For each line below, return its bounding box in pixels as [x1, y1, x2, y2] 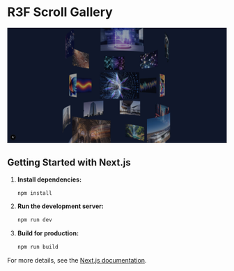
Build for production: [17, 229, 79, 237]
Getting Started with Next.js [7, 156, 131, 168]
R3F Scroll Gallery [7, 4, 113, 20]
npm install [17, 189, 52, 196]
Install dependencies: [17, 175, 82, 184]
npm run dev [17, 217, 52, 224]
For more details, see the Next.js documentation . [7, 256, 147, 265]
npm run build [17, 244, 58, 251]
